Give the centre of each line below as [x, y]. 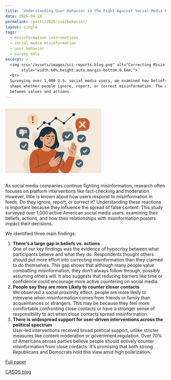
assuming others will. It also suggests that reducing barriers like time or [88, 276]
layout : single [21, 27]
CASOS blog [18, 372]
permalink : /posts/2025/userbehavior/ [46, 21]
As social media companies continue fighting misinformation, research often [85, 185]
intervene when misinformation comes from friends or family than [81, 298]
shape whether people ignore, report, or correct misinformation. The [86, 86]
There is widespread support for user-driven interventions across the [88, 319]
